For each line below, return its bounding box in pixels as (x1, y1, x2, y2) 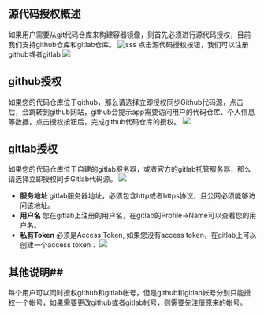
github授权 (8, 75, 62, 88)
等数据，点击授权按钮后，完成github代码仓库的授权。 (8, 117, 181, 126)
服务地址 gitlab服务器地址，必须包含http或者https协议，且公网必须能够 (19, 191, 249, 201)
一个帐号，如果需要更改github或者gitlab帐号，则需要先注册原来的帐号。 (14, 298, 247, 307)
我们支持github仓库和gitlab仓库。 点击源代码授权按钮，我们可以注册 (8, 39, 250, 49)
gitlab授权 (8, 143, 58, 156)
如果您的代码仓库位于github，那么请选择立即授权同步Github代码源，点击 (8, 97, 244, 106)
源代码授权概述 (8, 7, 81, 21)
